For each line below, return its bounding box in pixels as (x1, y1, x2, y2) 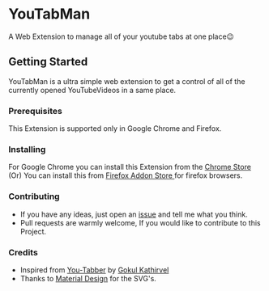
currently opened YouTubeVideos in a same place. (8, 85, 177, 95)
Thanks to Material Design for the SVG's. (19, 273, 156, 283)
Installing (8, 143, 46, 154)
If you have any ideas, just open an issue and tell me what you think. (19, 209, 249, 219)
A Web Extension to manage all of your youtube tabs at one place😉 (8, 32, 235, 41)
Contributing (8, 191, 60, 202)
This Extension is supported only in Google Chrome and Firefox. (8, 124, 222, 133)
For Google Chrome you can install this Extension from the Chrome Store (8, 162, 251, 172)
